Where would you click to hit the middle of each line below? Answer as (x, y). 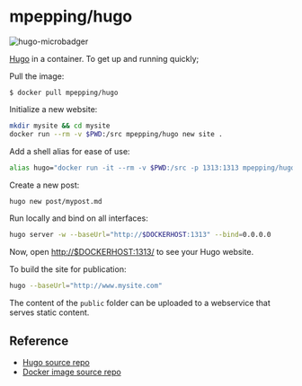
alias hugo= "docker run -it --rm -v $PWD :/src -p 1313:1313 (124, 168)
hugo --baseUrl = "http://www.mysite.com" (86, 286)
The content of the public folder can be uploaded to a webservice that (140, 303)
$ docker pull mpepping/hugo (64, 92)
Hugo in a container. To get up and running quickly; (104, 58)
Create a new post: (44, 185)
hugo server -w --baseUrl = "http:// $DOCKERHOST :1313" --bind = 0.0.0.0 (140, 235)
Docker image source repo (71, 372)
